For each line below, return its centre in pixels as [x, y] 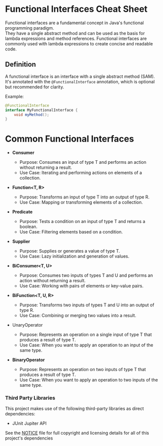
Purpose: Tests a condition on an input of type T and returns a [82, 222]
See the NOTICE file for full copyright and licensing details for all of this [77, 433]
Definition [20, 64]
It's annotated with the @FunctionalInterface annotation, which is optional [80, 81]
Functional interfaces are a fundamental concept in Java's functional [74, 23]
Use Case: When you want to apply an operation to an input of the [86, 345]
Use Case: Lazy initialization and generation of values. [74, 256]
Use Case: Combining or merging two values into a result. [78, 316]
